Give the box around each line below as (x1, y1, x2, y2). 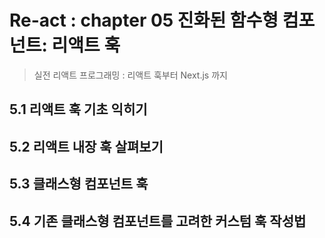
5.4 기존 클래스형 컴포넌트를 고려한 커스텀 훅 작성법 (9, 212, 307, 230)
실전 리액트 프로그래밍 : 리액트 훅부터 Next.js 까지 (33, 69, 228, 81)
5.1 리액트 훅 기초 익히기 (9, 101, 148, 118)
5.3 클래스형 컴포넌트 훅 (9, 176, 149, 193)
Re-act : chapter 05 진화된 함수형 (9, 9, 279, 32)
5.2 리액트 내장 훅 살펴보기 (9, 138, 164, 155)
